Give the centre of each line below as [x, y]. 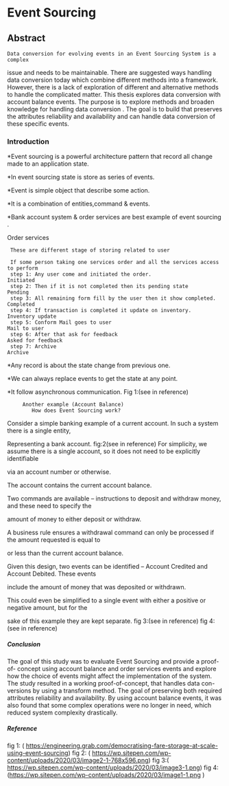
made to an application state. [48, 164]
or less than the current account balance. [65, 553]
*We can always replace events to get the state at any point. [93, 379]
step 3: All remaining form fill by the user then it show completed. [113, 298]
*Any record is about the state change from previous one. [89, 365]
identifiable [23, 459]
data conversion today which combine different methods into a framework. [112, 80]
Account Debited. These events [52, 574]
